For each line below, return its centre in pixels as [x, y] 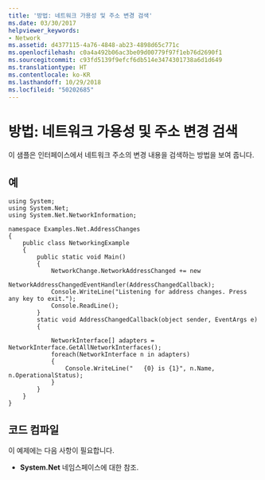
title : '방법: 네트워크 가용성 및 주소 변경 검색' [80, 16]
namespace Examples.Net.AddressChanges [74, 229]
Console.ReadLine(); [85, 306]
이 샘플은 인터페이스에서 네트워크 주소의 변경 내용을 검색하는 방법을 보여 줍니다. [131, 155]
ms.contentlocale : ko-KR [49, 75]
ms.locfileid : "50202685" [51, 90]
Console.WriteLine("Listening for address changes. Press [149, 292]
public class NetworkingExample [76, 244]
